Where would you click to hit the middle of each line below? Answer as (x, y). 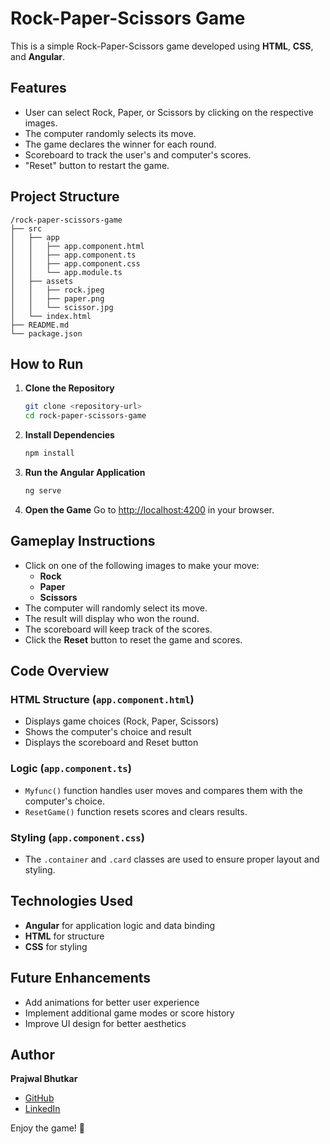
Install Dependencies (69, 435)
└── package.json (46, 333)
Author (32, 1054)
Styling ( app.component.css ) (77, 837)
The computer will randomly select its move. (116, 608)
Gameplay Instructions (83, 541)
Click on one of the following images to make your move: (142, 565)
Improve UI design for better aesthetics (105, 1023)
